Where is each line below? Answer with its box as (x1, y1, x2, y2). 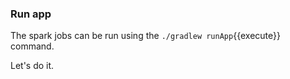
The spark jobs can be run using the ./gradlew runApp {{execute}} (10, 30, 281, 42)
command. (10, 40, 55, 52)
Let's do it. (10, 60, 55, 72)
